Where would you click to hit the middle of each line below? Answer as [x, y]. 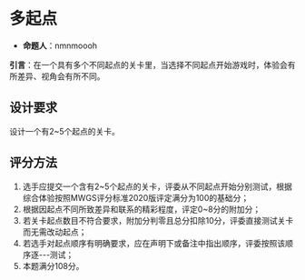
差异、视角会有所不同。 [61, 76]
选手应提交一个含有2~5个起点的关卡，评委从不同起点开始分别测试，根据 [157, 186]
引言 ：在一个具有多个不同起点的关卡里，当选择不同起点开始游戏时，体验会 [148, 65]
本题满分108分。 [53, 265]
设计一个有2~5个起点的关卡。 [65, 131]
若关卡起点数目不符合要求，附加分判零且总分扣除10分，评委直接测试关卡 [158, 220]
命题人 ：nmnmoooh [60, 45]
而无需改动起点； [54, 232]
